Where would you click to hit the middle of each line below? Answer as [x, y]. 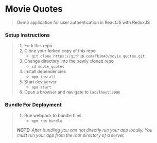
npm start [41, 88]
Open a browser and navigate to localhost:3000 [72, 92]
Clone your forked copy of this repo [60, 51]
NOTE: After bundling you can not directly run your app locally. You [85, 130]
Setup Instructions [27, 35]
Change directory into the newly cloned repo [69, 61]
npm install [44, 77]
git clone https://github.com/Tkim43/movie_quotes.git [88, 56]
